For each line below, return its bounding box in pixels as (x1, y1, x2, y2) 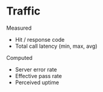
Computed (6, 54, 33, 61)
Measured (6, 24, 32, 31)
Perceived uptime (15, 79, 59, 86)
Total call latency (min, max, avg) (15, 42, 98, 50)
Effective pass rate (15, 72, 62, 79)
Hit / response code (15, 36, 65, 43)
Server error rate (15, 65, 58, 73)
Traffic (6, 4, 41, 18)
